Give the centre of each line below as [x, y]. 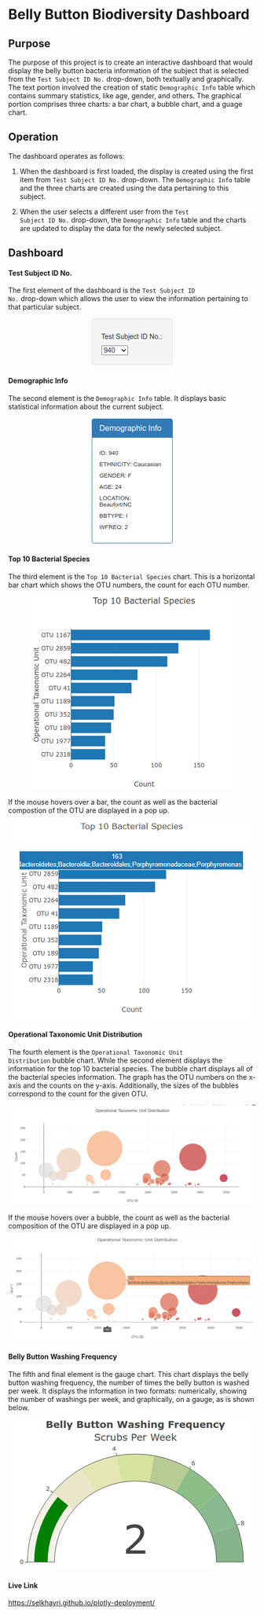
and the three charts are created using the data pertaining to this [124, 188]
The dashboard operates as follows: [66, 156]
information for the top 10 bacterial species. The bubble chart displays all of [130, 1069]
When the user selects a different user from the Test [104, 211]
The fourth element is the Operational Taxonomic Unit [95, 1052]
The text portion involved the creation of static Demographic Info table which [132, 87]
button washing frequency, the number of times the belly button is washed [129, 1383]
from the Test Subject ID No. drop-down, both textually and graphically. [126, 79]
